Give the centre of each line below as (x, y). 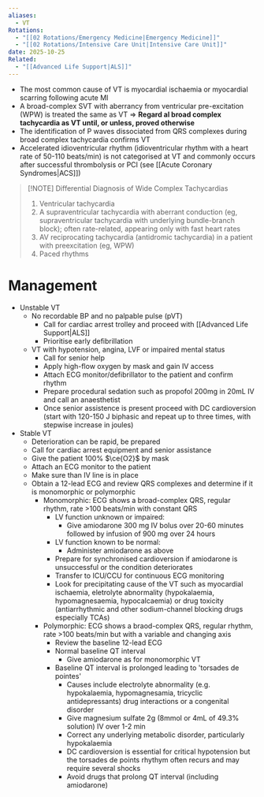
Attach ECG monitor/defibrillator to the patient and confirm (138, 374)
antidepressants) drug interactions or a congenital (148, 701)
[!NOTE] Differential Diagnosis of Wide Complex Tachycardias (128, 188)
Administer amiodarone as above (120, 550)
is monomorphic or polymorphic (84, 492)
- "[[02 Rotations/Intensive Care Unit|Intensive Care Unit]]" (121, 45)
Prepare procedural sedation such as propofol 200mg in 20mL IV (149, 391)
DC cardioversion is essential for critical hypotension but (158, 751)
